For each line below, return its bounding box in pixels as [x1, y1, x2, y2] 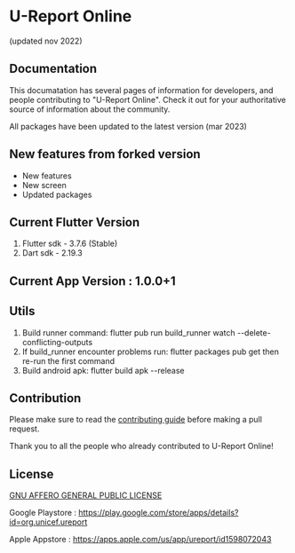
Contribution [9, 391, 82, 406]
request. [9, 423, 40, 434]
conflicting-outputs [21, 336, 93, 347]
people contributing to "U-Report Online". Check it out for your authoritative [9, 94, 286, 105]
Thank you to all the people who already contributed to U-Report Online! [9, 441, 274, 452]
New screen [21, 179, 67, 190]
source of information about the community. [9, 104, 171, 115]
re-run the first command [21, 355, 116, 366]
